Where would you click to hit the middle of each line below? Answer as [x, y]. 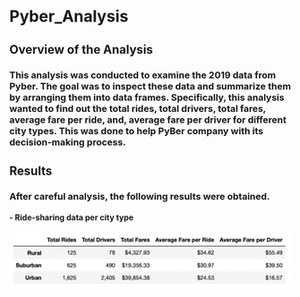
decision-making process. [68, 142]
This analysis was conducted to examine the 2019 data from [142, 75]
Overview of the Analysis [81, 50]
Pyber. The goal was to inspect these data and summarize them [150, 86]
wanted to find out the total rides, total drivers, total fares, [138, 108]
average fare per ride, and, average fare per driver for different [148, 120]
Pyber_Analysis [69, 17]
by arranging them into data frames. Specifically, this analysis [147, 98]
